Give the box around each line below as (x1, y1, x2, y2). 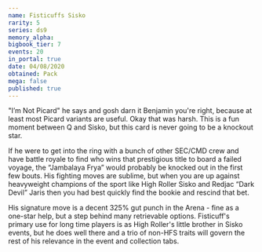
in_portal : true (8, 56, 61, 64)
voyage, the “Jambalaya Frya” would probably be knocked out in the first (8, 163, 243, 173)
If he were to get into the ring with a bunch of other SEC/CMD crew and (8, 146, 239, 155)
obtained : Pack (8, 70, 58, 78)
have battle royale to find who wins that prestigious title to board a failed (8, 155, 242, 164)
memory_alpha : (8, 33, 55, 42)
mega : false (8, 77, 47, 85)
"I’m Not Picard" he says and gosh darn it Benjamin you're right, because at (8, 106, 253, 115)
